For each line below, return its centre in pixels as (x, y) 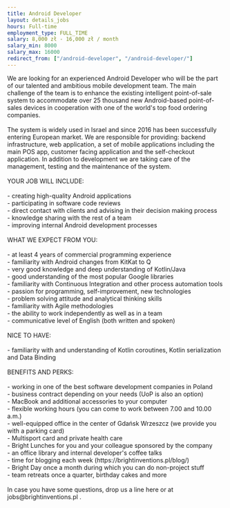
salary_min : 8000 (32, 46)
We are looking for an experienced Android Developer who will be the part (113, 78)
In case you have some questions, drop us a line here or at (90, 489)
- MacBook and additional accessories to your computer (87, 401)
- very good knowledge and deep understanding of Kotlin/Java (97, 269)
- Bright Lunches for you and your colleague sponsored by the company (110, 445)
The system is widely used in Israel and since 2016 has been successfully (112, 129)
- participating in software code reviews (64, 203)
